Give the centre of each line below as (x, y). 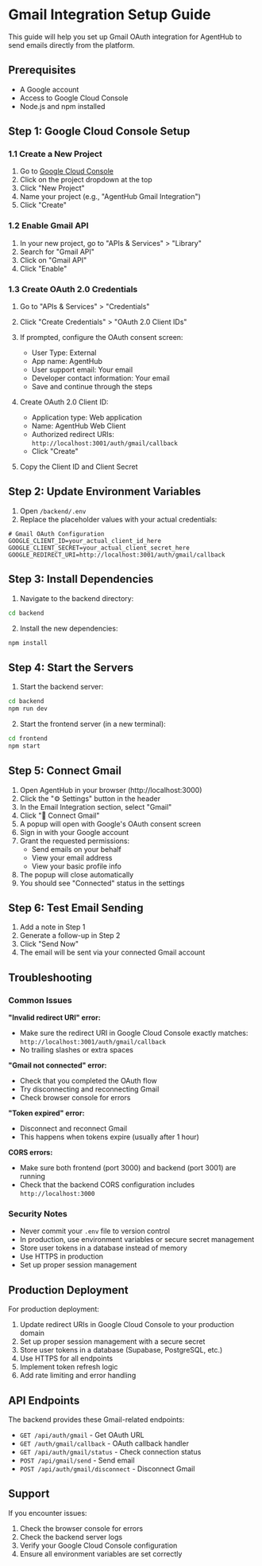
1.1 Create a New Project (56, 154)
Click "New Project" (52, 188)
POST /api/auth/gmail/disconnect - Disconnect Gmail (107, 1468)
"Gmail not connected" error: (58, 1065)
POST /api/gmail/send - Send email (77, 1460)
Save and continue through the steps (92, 387)
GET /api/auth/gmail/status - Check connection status (110, 1451)
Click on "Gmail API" (53, 260)
